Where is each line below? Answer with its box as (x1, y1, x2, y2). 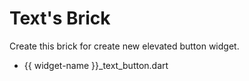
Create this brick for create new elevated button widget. (9, 40, 240, 52)
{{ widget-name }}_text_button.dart (23, 59, 169, 71)
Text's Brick (9, 7, 111, 30)
